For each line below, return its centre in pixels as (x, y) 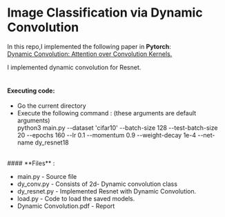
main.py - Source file (47, 177)
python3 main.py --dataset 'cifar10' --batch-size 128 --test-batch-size (117, 128)
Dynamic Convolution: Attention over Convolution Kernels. (90, 54)
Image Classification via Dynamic (105, 13)
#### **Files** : (31, 163)
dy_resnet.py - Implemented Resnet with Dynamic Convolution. (107, 191)
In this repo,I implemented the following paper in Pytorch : (89, 46)
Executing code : (31, 91)
